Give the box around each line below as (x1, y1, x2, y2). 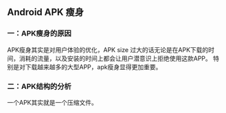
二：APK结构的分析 (7, 81, 72, 91)
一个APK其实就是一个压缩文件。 (7, 98, 98, 106)
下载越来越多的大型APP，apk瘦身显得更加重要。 (25, 62, 162, 71)
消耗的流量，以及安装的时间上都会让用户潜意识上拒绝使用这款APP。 (19, 54, 212, 62)
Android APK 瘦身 (7, 6, 84, 18)
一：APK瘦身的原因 (7, 29, 72, 38)
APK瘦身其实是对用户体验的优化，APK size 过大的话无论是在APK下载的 (7, 45, 209, 53)
